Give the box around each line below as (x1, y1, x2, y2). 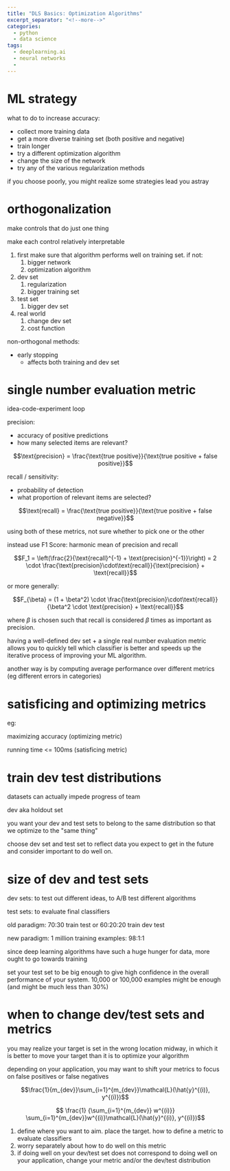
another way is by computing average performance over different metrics (7, 665, 215, 673)
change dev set (27, 316, 72, 324)
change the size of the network (16, 156, 106, 165)
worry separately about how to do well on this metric (16, 1141, 167, 1150)
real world (16, 309, 46, 318)
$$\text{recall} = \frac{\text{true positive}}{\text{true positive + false (18, 507, 213, 515)
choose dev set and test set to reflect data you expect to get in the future (7, 840, 214, 848)
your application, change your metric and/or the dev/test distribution (16, 1157, 211, 1165)
